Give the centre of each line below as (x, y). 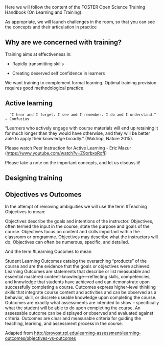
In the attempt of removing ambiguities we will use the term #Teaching (76, 206)
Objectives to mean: (25, 211)
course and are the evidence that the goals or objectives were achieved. (78, 266)
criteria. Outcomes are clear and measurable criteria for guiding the (73, 318)
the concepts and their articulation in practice (51, 27)
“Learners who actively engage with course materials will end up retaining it (82, 128)
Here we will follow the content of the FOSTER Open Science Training (75, 7)
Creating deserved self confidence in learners (59, 73)
